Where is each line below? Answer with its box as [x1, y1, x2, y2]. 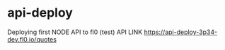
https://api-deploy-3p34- [144, 28, 218, 36]
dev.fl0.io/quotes [7, 35, 57, 43]
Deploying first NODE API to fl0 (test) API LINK [7, 28, 143, 36]
